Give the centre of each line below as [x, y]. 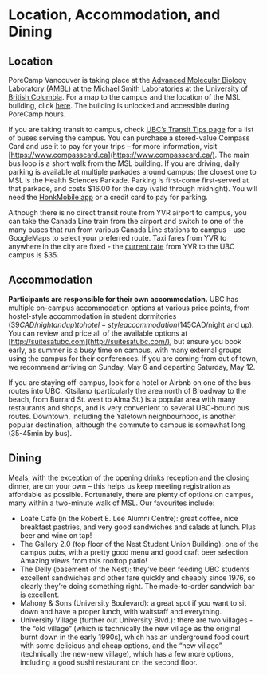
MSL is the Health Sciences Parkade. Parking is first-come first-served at [129, 180]
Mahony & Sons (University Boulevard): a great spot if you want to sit [133, 602]
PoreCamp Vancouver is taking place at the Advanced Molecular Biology [128, 80]
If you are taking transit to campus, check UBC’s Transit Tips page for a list [131, 130]
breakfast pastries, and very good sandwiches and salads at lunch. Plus [138, 527]
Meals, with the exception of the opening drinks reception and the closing [129, 477]
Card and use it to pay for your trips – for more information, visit [113, 146]
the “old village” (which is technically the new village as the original [130, 628]
